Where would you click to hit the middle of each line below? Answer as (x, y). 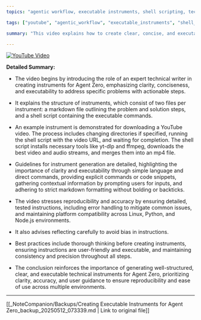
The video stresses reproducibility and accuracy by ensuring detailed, (101, 202)
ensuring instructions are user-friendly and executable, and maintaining (103, 250)
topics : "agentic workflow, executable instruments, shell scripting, (96, 12)
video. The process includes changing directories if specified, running (101, 134)
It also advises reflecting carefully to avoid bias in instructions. (92, 232)
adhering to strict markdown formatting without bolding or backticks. (100, 190)
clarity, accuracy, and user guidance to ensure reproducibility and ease (103, 281)
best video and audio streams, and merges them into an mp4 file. (95, 153)
